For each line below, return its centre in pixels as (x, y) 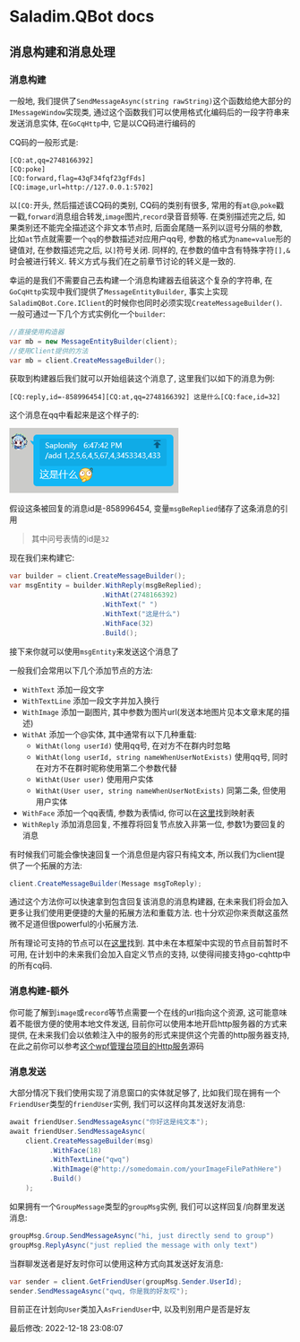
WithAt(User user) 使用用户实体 (94, 779)
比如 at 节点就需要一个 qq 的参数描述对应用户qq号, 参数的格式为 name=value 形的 (150, 239)
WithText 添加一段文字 (63, 689)
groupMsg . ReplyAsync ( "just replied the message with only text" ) (133, 1245)
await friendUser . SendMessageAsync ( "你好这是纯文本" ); (109, 1122)
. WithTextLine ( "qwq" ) (89, 1160)
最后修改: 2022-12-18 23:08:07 (66, 1329)
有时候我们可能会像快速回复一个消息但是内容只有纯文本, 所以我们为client (143, 854)
